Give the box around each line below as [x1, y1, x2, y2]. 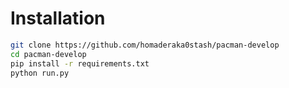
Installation [10, 7, 106, 30]
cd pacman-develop [10, 49, 87, 59]
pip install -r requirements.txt [10, 58, 150, 69]
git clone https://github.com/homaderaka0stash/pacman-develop [10, 40, 280, 50]
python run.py [10, 68, 70, 78]
